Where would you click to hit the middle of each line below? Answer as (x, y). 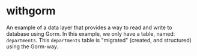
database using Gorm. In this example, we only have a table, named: (91, 33)
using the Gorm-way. (32, 46)
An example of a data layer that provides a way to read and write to (89, 27)
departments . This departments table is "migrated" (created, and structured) (99, 40)
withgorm (31, 11)
